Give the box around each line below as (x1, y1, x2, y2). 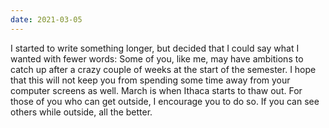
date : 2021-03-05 (10, 14, 83, 25)
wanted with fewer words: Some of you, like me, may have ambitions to (10, 52, 304, 65)
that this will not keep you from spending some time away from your (10, 74, 291, 86)
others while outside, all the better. (10, 106, 153, 118)
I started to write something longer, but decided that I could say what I (10, 42, 300, 54)
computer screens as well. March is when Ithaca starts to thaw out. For (10, 84, 303, 96)
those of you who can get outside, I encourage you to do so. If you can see (10, 95, 320, 107)
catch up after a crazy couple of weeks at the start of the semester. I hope (10, 63, 317, 75)
